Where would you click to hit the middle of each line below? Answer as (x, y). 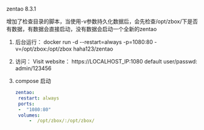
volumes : (29, 115)
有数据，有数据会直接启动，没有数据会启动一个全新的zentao (82, 29)
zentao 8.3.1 (21, 9)
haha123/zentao (93, 49)
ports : (26, 104)
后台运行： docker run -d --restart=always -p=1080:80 (84, 42)
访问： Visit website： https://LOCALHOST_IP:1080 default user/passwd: (106, 61)
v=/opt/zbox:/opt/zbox (43, 49)
